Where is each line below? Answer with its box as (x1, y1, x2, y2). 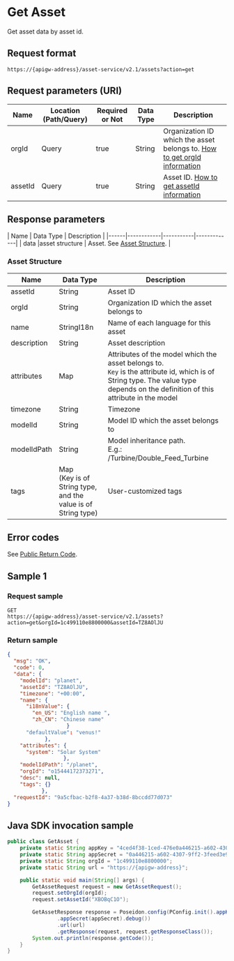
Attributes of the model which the (107, 349, 217, 359)
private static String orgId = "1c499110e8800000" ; (19, 857, 173, 865)
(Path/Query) (42, 114, 88, 124)
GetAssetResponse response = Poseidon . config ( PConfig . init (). (32, 909, 217, 916)
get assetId (163, 181, 200, 190)
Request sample (7, 591, 63, 600)
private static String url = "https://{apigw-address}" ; (19, 864, 189, 871)
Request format (7, 47, 77, 59)
